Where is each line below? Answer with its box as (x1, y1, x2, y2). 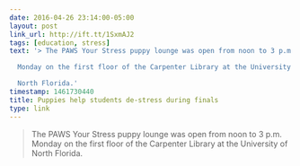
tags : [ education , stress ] (9, 38, 110, 48)
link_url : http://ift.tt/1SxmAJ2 (9, 30, 135, 39)
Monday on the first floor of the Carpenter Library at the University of (31, 138, 288, 149)
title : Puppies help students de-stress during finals (9, 95, 219, 104)
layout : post (9, 22, 58, 31)
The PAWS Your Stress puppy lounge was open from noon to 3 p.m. (31, 128, 283, 139)
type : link (9, 104, 50, 113)
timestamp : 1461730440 (9, 87, 94, 96)
